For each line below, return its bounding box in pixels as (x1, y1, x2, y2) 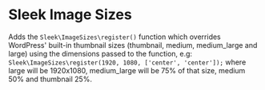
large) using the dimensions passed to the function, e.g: (8, 49, 193, 58)
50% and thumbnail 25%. (8, 74, 92, 84)
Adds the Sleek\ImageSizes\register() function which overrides (8, 32, 222, 41)
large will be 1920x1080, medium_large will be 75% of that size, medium (8, 65, 246, 75)
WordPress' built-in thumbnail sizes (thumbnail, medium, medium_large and (8, 40, 258, 49)
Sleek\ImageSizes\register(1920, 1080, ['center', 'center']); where (8, 57, 247, 67)
